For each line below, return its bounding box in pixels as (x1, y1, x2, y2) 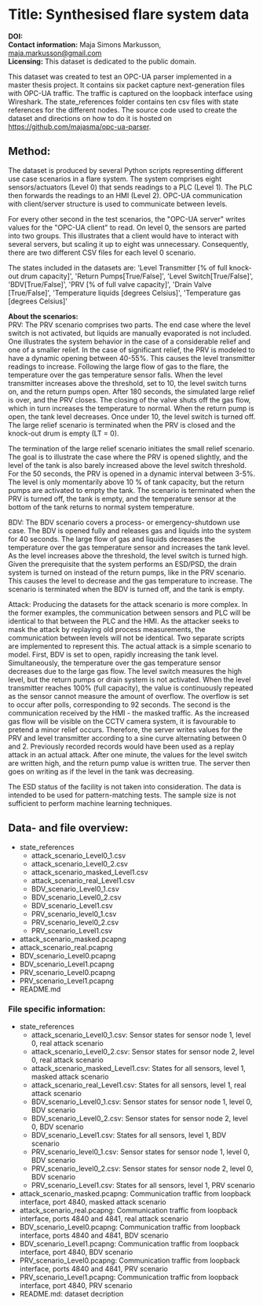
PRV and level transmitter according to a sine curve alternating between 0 (8, 733, 247, 742)
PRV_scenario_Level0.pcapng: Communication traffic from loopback (19, 1256, 240, 1265)
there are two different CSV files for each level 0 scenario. (8, 248, 196, 257)
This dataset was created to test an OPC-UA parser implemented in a (8, 72, 232, 81)
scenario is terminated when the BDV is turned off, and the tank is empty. (8, 584, 245, 594)
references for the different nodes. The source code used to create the (8, 105, 238, 115)
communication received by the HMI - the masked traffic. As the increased (8, 708, 250, 717)
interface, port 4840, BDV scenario (19, 1247, 133, 1256)
